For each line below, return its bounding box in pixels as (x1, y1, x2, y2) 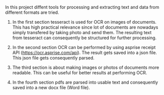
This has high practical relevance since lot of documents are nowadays (12, 24, 159, 30)
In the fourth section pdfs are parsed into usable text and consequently (12, 79, 158, 85)
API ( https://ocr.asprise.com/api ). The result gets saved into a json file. (12, 49, 158, 55)
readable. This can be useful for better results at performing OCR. (12, 70, 148, 76)
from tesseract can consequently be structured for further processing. (12, 35, 157, 41)
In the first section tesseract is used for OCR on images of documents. (12, 19, 157, 25)
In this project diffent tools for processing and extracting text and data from (5, 4, 160, 10)
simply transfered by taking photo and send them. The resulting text (12, 30, 152, 35)
